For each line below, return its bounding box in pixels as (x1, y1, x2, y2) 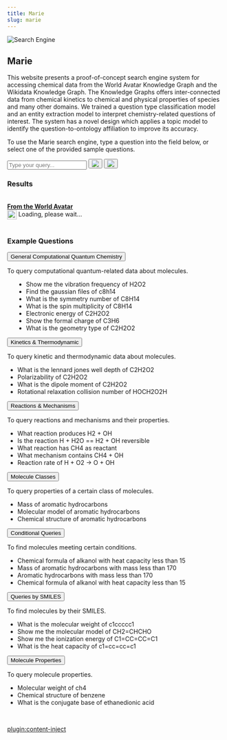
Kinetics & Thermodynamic (10, 338, 79, 346)
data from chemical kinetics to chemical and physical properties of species (7, 96, 220, 104)
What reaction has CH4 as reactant (17, 444, 117, 452)
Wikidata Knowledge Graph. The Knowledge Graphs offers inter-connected (7, 88, 221, 96)
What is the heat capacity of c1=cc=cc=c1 (17, 642, 136, 650)
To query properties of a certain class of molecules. (7, 486, 154, 495)
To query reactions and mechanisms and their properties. (7, 415, 170, 424)
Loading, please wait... (18, 210, 83, 218)
